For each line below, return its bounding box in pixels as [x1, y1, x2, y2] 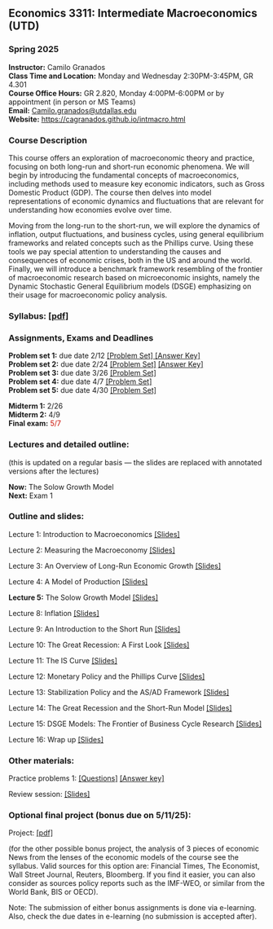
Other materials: [8, 755, 75, 766]
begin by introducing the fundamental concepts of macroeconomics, [8, 170, 239, 180]
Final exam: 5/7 [8, 419, 61, 429]
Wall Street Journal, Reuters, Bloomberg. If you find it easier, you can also [8, 870, 256, 879]
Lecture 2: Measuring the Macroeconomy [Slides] [8, 545, 175, 555]
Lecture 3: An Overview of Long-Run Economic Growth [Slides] [8, 561, 222, 570]
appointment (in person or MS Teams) [8, 97, 136, 107]
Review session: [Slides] [8, 790, 90, 799]
